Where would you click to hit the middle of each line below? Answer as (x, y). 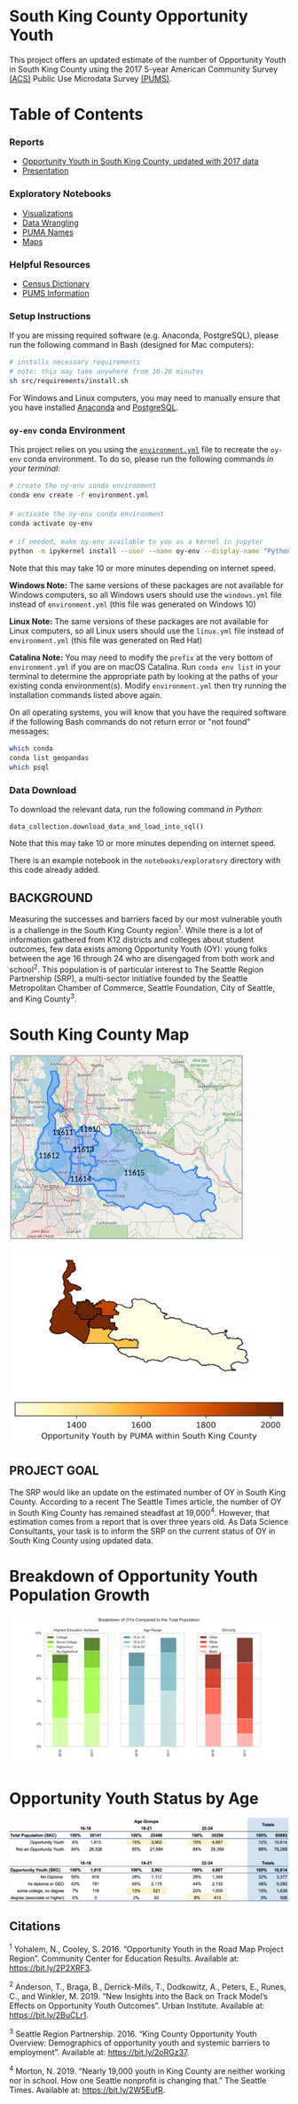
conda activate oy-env (51, 523)
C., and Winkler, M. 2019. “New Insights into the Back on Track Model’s (139, 1996)
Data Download (43, 789)
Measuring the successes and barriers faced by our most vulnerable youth (145, 919)
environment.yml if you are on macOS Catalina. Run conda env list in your (145, 667)
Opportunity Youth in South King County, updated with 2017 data (140, 161)
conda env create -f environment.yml (79, 495)
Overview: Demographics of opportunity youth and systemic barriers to (140, 2043)
